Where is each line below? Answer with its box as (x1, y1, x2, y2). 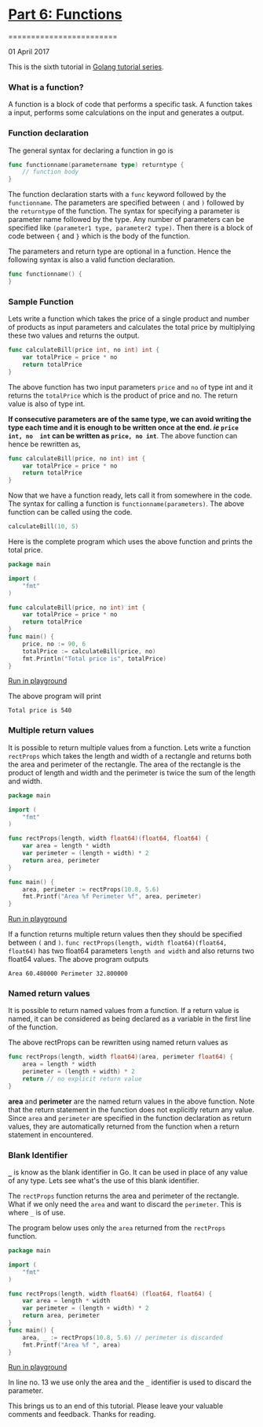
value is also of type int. (8, 399, 86, 409)
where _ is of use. (8, 1208, 66, 1218)
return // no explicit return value (22, 1075, 143, 1083)
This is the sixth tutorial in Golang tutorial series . (8, 61, 165, 72)
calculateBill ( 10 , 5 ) (8, 523, 79, 531)
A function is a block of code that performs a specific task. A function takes (8, 100, 253, 109)
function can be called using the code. (8, 508, 133, 517)
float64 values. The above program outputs (8, 955, 149, 964)
